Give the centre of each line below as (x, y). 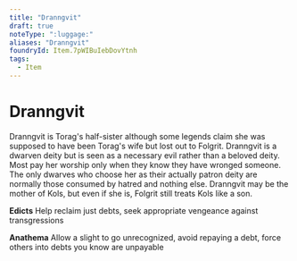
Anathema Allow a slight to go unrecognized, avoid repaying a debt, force (145, 237)
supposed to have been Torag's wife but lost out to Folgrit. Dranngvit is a (143, 146)
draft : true (31, 26)
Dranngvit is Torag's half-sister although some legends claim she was (137, 136)
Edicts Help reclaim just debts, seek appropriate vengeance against (134, 210)
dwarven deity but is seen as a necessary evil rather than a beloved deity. (144, 155)
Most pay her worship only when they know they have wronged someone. (145, 164)
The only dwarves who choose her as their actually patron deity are (133, 174)
